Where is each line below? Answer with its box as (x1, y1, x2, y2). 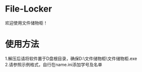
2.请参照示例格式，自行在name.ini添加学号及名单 (5, 61, 103, 67)
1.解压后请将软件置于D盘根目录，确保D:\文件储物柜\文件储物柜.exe (5, 56, 137, 61)
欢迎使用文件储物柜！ (5, 20, 47, 26)
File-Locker (5, 3, 52, 14)
